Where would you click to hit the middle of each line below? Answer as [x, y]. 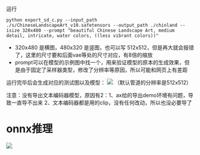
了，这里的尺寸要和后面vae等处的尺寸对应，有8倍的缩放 [84, 55]
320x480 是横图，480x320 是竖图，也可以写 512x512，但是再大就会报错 [104, 47]
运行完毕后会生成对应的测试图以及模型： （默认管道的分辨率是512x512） [99, 83]
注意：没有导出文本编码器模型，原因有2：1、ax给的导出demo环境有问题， [97, 95]
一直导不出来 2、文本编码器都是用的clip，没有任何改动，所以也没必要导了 [101, 103]
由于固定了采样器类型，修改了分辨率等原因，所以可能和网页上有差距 [104, 70]
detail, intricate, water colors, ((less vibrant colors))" [83, 36]
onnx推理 [30, 129]
